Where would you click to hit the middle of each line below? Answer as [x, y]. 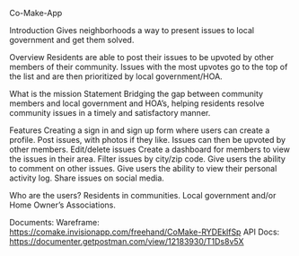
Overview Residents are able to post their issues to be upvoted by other [142, 57]
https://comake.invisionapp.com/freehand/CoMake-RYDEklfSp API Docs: [145, 232]
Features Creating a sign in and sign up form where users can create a [140, 130]
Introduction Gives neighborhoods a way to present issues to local [132, 30]
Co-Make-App [36, 13]
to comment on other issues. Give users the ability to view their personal [143, 168]
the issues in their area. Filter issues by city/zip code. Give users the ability [147, 159]
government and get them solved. [72, 40]
